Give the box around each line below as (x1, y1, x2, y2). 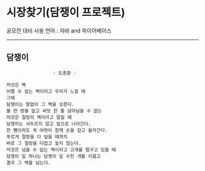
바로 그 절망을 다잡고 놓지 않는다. (6, 140, 82, 147)
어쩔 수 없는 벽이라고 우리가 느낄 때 (6, 88, 86, 95)
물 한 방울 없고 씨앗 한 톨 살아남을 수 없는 (6, 107, 103, 114)
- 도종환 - (52, 70, 77, 76)
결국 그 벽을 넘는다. (6, 159, 51, 166)
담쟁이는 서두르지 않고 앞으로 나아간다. (6, 120, 92, 127)
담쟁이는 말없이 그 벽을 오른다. (6, 101, 75, 107)
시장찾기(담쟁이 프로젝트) (6, 5, 126, 20)
